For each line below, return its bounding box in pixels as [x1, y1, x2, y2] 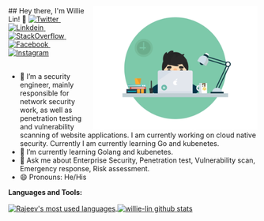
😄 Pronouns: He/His [19, 172, 87, 182]
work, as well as [19, 105, 73, 114]
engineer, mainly [19, 81, 74, 89]
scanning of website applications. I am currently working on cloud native [19, 130, 257, 140]
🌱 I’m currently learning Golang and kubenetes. [19, 148, 174, 156]
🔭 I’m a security [19, 72, 71, 81]
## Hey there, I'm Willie [8, 6, 85, 15]
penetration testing [19, 114, 82, 123]
